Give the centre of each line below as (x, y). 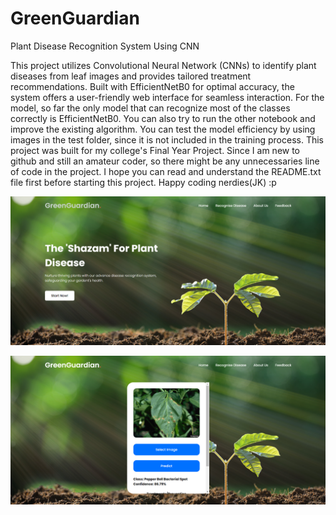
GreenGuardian (75, 18)
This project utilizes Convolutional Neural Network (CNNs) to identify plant (163, 65)
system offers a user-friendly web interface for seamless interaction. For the (167, 97)
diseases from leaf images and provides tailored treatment (131, 76)
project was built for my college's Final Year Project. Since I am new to (155, 150)
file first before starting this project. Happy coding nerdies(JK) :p (143, 182)
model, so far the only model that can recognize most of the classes (150, 108)
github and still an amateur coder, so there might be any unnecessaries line (165, 161)
